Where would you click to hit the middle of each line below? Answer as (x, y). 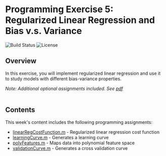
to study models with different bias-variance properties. (63, 79)
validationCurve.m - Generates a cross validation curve (70, 148)
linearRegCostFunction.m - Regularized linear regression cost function (86, 132)
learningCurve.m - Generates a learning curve (60, 137)
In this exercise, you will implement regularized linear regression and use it (83, 73)
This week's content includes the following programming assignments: (79, 122)
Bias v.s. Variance (44, 31)
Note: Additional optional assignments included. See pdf (64, 88)
